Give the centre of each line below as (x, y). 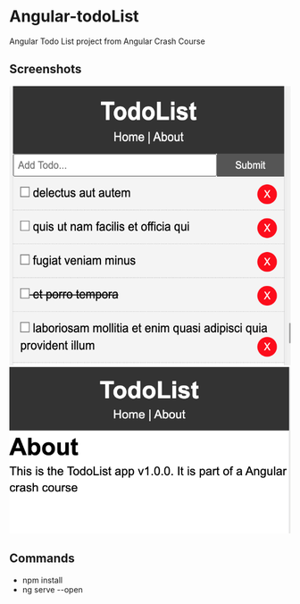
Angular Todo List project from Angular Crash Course (107, 41)
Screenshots (46, 69)
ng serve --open (52, 589)
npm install (42, 580)
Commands (42, 559)
